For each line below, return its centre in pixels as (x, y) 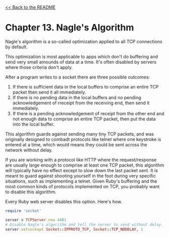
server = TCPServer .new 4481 (36, 220)
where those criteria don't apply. (39, 67)
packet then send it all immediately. (49, 92)
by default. (16, 47)
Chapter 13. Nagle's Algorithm (70, 28)
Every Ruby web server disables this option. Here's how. (64, 201)
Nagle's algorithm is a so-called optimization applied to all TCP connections (84, 41)
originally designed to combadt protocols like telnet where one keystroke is (83, 139)
